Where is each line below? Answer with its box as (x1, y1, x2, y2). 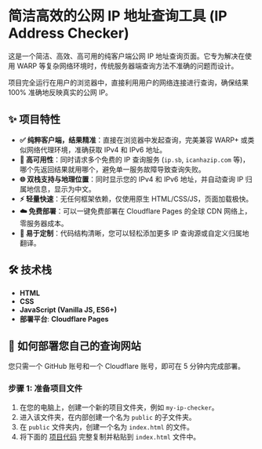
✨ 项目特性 (8, 113, 61, 126)
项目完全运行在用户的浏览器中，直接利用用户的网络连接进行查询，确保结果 (8, 78, 249, 87)
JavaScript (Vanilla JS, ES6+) (19, 305, 118, 314)
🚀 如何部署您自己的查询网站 (8, 339, 141, 352)
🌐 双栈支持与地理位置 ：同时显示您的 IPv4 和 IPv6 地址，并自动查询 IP (19, 174, 244, 184)
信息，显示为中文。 (33, 184, 96, 193)
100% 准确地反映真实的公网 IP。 (8, 87, 112, 97)
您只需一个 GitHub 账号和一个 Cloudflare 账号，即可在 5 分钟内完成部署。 (8, 362, 246, 371)
